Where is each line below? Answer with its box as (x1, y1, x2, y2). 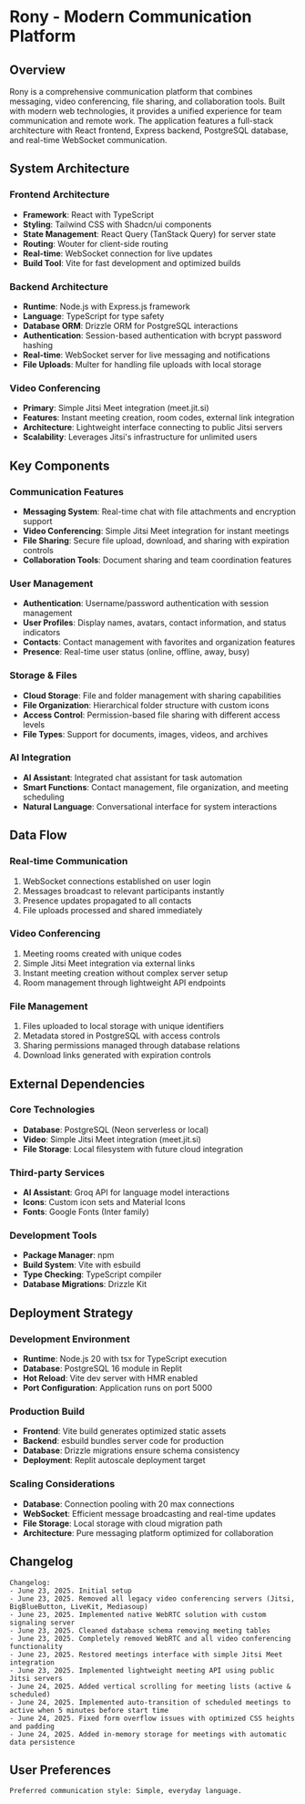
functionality (9, 1642, 64, 1651)
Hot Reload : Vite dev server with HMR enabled (22, 1373, 198, 1384)
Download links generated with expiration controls (22, 1050, 211, 1061)
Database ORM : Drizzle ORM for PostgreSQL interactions (22, 320, 239, 331)
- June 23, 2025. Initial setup (9, 1586, 132, 1595)
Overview (9, 62, 66, 77)
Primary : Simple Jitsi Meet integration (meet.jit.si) (22, 403, 209, 414)
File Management (9, 1000, 88, 1013)
